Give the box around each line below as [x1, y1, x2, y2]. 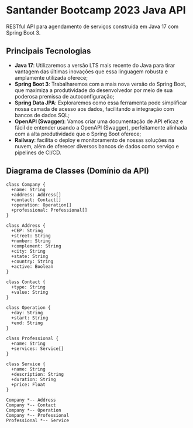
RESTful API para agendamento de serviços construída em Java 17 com [6, 23, 179, 30]
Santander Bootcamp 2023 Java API [6, 4, 186, 17]
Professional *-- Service [6, 417, 69, 423]
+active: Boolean [11, 263, 54, 270]
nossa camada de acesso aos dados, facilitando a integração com [14, 105, 174, 112]
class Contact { [6, 279, 46, 285]
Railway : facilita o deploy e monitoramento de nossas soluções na [14, 136, 174, 144]
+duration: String [11, 376, 57, 382]
